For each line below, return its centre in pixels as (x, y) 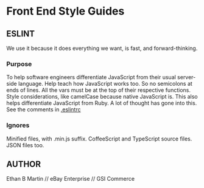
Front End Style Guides (65, 11)
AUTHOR (24, 164)
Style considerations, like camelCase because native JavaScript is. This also (102, 97)
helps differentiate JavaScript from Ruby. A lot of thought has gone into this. (102, 103)
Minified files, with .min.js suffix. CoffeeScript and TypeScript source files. (99, 139)
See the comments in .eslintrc (44, 110)
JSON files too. (25, 145)
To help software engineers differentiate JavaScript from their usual (91, 77)
